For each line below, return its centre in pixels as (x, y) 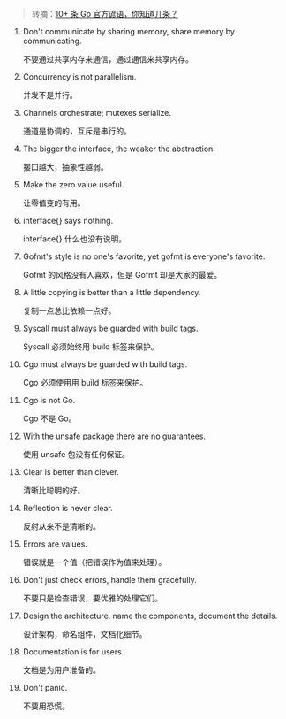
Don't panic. (45, 688)
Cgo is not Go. (49, 400)
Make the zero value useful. (73, 184)
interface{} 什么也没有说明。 (75, 239)
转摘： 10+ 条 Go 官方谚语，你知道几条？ (105, 14)
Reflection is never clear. (68, 508)
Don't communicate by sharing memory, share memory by (128, 31)
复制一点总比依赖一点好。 (69, 310)
